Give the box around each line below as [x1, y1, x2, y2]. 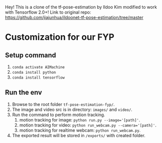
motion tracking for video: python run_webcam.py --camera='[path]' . [19, 122, 157, 128]
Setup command [5, 51, 56, 59]
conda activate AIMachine [12, 65, 65, 70]
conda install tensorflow [12, 75, 65, 80]
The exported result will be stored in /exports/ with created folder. [12, 132, 146, 138]
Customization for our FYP [5, 32, 114, 43]
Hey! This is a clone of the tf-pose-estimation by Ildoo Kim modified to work [5, 4, 157, 10]
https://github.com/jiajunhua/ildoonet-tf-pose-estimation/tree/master [5, 15, 144, 20]
